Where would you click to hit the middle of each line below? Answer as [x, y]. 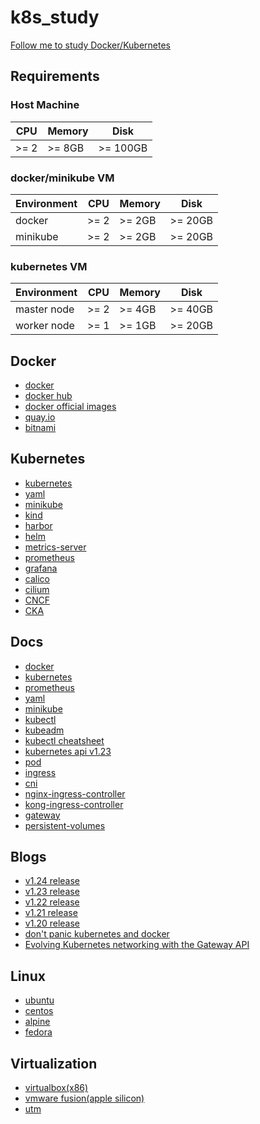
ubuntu [39, 1000]
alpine [37, 1022]
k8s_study [55, 17]
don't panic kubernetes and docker [97, 934]
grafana [41, 568]
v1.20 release [52, 923]
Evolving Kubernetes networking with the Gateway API [137, 945]
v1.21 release [51, 913]
